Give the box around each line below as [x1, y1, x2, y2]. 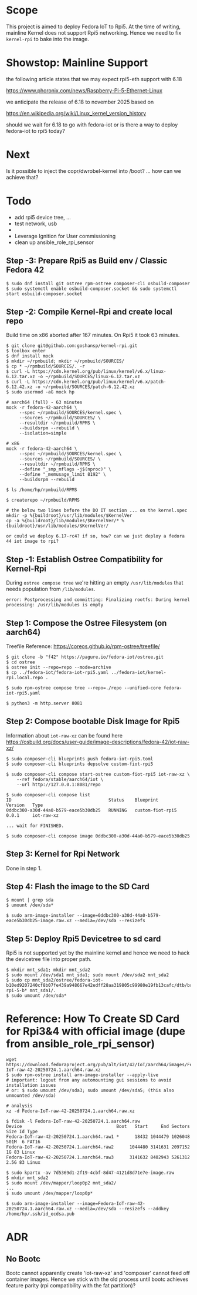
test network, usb [14, 220, 57, 227]
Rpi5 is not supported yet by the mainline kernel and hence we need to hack [6, 949, 190, 956]
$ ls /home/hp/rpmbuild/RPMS [6, 487, 77, 493]
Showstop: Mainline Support [6, 56, 148, 69]
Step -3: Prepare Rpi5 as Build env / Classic [6, 256, 168, 266]
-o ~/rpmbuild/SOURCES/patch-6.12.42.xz [35, 384, 135, 390]
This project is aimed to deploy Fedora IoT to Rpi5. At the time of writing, [6, 23, 181, 30]
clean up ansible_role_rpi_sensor [14, 239, 94, 246]
